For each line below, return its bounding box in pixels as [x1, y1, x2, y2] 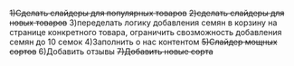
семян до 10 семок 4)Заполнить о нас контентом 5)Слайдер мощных [9, 36, 278, 47]
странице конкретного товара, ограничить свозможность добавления [9, 27, 282, 37]
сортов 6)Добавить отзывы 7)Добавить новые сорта [9, 46, 214, 57]
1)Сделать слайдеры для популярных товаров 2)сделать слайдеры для [9, 8, 285, 18]
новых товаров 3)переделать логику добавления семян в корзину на [9, 17, 278, 28]
